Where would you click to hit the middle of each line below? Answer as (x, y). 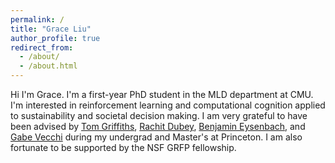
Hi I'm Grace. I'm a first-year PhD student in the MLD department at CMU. (162, 94)
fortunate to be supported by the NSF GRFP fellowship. (123, 147)
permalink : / (37, 19)
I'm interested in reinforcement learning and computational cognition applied (168, 105)
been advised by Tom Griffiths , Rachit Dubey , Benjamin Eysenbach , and (158, 126)
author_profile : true (55, 38)
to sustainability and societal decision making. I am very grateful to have (159, 115)
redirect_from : (42, 47)
